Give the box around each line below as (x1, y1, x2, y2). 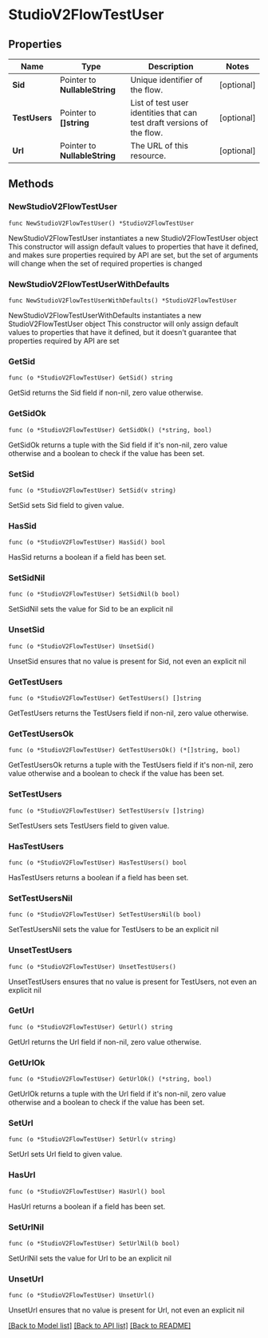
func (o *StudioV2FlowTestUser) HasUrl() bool (8, 1187, 166, 1195)
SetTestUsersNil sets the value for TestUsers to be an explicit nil (8, 925, 219, 935)
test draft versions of (130, 117, 209, 128)
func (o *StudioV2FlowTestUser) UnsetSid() (8, 642, 156, 651)
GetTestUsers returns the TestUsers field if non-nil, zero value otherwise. (8, 708, 249, 718)
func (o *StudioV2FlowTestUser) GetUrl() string (8, 1023, 173, 1031)
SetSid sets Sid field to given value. (8, 500, 124, 510)
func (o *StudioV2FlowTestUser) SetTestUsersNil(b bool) (8, 911, 202, 919)
